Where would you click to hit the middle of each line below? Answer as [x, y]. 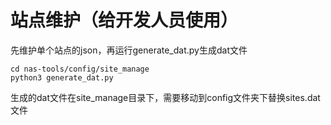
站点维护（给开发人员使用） [124, 20]
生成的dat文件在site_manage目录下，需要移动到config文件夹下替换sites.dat [165, 97]
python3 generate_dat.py [62, 77]
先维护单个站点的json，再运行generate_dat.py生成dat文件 [129, 50]
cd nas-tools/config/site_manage [80, 69]
